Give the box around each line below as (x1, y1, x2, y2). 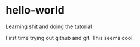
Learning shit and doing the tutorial (5, 23, 92, 30)
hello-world (5, 4, 65, 17)
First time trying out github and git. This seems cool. (5, 34, 134, 41)
